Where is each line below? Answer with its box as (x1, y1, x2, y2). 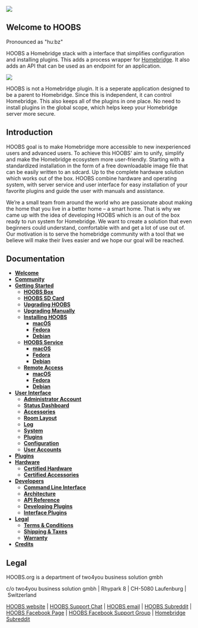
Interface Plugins (23, 509, 67, 516)
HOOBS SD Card (23, 294, 65, 302)
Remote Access (23, 364, 63, 371)
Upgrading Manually (23, 307, 75, 315)
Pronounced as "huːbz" (6, 38, 63, 45)
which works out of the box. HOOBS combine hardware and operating (6, 175, 177, 182)
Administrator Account (23, 395, 82, 403)
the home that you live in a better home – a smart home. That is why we (6, 205, 181, 212)
